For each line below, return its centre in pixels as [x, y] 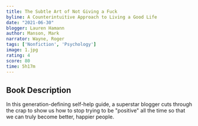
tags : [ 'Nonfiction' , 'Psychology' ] [51, 45]
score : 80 [18, 61]
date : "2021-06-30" [30, 22]
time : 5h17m [21, 66]
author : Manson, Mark [33, 34]
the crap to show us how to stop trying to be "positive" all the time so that [96, 111]
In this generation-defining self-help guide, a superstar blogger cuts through [99, 104]
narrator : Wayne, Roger [35, 39]
